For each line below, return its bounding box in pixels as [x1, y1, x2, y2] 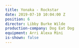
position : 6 [5, 16, 30, 21]
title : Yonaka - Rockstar [5, 7, 59, 12]
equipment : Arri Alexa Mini [5, 30, 64, 35]
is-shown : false [5, 35, 39, 40]
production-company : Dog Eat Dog [5, 26, 75, 31]
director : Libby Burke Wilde [5, 21, 66, 26]
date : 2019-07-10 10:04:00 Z [5, 12, 66, 17]
